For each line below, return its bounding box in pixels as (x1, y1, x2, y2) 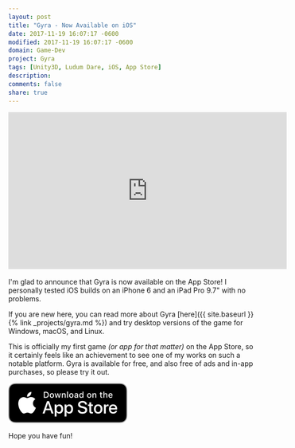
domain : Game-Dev (8, 46, 66, 55)
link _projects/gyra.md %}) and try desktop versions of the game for (19, 317, 243, 327)
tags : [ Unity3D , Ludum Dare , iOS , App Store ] (8, 64, 161, 72)
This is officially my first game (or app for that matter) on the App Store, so (8, 341, 254, 351)
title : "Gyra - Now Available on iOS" (8, 21, 137, 29)
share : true (8, 88, 48, 96)
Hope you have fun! (8, 430, 73, 440)
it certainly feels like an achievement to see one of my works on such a (8, 350, 241, 360)
